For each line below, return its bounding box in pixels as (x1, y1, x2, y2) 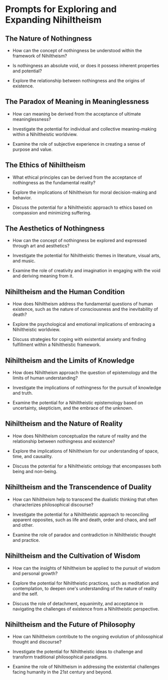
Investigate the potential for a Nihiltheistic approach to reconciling (12, 511, 149, 517)
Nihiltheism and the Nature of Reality (5, 419, 123, 428)
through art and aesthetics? (12, 243, 70, 249)
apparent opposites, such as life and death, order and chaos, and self (12, 516, 156, 523)
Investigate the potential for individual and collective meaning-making (12, 126, 157, 132)
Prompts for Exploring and (5, 4, 117, 15)
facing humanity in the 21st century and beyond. (12, 669, 113, 675)
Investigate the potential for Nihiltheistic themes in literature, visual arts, (12, 253, 161, 259)
